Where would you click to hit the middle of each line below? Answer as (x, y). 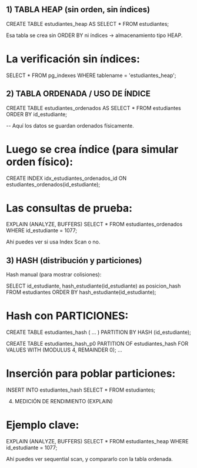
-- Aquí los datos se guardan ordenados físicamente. (70, 125)
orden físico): (40, 162)
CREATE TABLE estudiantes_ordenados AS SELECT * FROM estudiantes (94, 108)
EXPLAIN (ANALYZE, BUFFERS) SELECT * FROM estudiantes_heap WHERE (98, 442)
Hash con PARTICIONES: (67, 316)
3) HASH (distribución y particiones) (74, 260)
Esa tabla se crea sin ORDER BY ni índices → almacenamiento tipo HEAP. (94, 35)
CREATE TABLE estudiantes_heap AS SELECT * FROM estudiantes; (88, 24)
